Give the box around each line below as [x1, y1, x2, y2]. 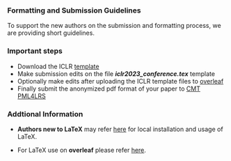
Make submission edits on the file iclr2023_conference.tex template [17, 69, 216, 78]
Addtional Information [7, 109, 83, 118]
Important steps [7, 46, 63, 56]
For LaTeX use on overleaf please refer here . [17, 146, 146, 154]
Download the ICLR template [17, 62, 99, 70]
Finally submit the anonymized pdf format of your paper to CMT [17, 84, 200, 93]
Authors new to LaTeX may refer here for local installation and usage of [17, 125, 224, 133]
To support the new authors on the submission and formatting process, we [7, 22, 221, 30]
